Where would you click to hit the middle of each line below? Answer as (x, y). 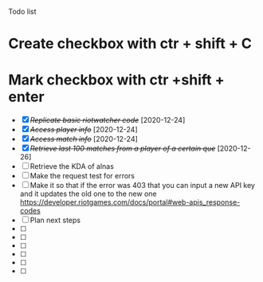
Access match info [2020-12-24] (84, 139)
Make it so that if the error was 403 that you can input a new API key (142, 186)
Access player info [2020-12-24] (84, 130)
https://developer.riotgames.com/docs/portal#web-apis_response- (130, 202)
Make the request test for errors (82, 176)
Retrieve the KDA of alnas (72, 166)
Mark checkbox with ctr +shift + (116, 80)
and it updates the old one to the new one (88, 194)
